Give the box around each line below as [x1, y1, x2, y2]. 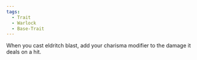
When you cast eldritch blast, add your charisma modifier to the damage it [6, 42, 192, 49]
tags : [6, 8, 20, 15]
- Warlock [11, 20, 36, 26]
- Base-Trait [11, 25, 45, 32]
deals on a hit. [6, 49, 42, 56]
